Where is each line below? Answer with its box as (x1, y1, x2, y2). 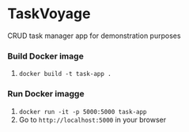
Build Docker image (7, 51, 84, 62)
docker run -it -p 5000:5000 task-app (18, 107, 147, 115)
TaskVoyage (7, 5, 91, 23)
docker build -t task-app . (18, 70, 112, 78)
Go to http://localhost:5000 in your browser (18, 115, 167, 124)
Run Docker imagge (7, 89, 85, 100)
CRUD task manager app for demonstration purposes (7, 31, 181, 40)
